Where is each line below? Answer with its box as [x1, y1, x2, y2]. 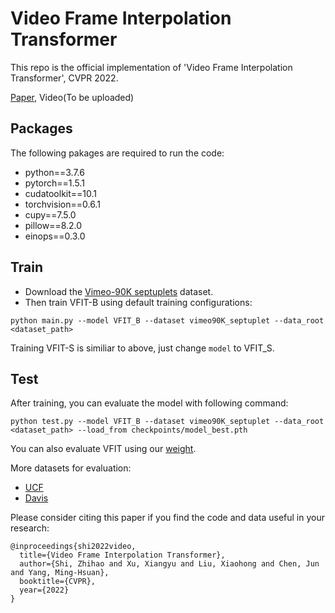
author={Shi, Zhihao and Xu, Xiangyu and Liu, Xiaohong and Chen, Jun [19, 559, 320, 569]
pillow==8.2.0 [24, 219, 83, 231]
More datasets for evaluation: [10, 462, 132, 474]
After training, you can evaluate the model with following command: [10, 397, 289, 409]
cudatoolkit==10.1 [24, 187, 97, 199]
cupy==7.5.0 [24, 208, 77, 221]
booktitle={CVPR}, [19, 577, 97, 587]
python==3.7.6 [24, 166, 85, 178]
